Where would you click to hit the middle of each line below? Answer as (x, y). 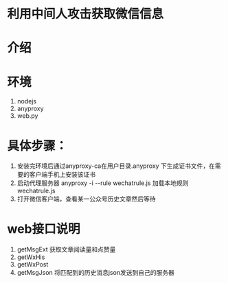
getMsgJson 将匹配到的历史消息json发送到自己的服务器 (96, 273)
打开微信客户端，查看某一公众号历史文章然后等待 (86, 199)
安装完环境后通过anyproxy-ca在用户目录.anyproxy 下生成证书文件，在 (116, 166)
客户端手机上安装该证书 (62, 175)
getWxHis (31, 257)
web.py (27, 116)
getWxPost (33, 264)
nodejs (26, 101)
